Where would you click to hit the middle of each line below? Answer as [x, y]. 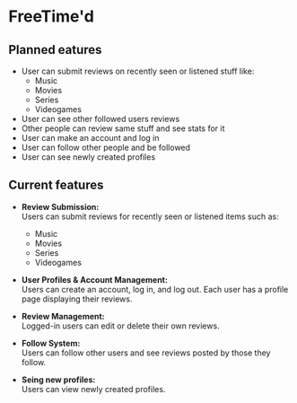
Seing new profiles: [58, 380]
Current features [56, 185]
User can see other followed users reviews [100, 119]
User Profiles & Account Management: [94, 279]
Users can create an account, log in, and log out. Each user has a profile [155, 289]
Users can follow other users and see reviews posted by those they [146, 353]
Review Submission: [60, 206]
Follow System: [51, 343]
